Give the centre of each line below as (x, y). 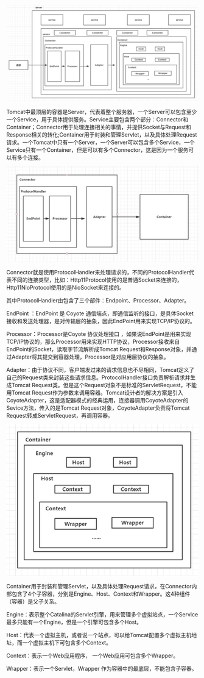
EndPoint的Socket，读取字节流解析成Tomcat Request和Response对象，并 (99, 349)
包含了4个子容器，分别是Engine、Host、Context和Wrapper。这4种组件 (101, 594)
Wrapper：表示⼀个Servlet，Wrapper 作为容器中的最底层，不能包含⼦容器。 (102, 669)
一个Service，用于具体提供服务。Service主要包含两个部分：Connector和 (97, 119)
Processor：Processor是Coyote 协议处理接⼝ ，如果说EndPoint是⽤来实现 (99, 334)
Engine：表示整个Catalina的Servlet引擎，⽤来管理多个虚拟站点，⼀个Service (102, 615)
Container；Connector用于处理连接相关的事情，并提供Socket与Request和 (99, 127)
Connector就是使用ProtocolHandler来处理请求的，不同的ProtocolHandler (98, 273)
